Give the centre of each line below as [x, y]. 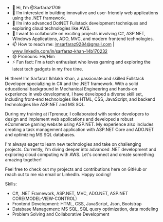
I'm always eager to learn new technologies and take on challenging [73, 144]
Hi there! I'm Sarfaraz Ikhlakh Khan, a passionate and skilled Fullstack [75, 78]
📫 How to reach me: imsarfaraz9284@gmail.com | [63, 44]
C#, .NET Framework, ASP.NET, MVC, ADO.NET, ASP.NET [70, 193]
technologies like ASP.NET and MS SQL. [45, 104]
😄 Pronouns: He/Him [33, 56]
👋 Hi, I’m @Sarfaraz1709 [36, 8]
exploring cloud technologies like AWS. [51, 28]
